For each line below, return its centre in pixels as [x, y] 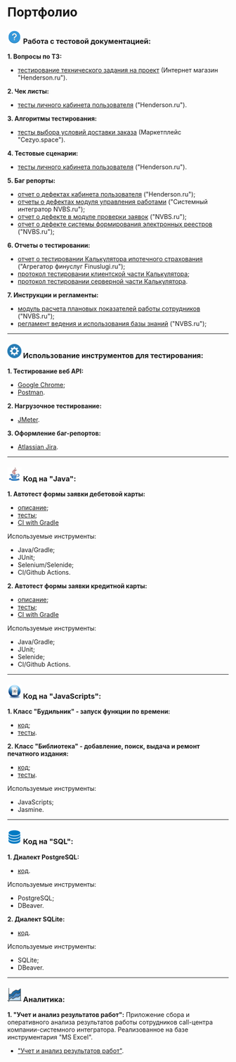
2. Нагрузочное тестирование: [54, 406]
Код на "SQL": [48, 842]
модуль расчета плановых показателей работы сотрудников [109, 309]
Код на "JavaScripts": [62, 696]
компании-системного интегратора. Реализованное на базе [98, 1030]
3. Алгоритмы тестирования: [52, 119]
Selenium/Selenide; [46, 565]
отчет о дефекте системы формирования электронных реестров [115, 224]
